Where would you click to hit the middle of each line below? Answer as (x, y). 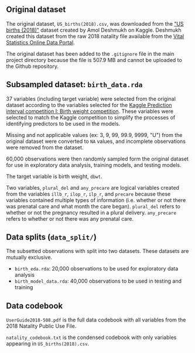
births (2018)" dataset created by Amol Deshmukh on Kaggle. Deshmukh (94, 30)
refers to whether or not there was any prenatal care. (70, 218)
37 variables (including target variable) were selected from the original (91, 98)
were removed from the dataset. (45, 147)
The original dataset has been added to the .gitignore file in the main (90, 54)
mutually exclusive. (29, 258)
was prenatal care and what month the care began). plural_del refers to (93, 206)
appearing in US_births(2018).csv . (48, 344)
